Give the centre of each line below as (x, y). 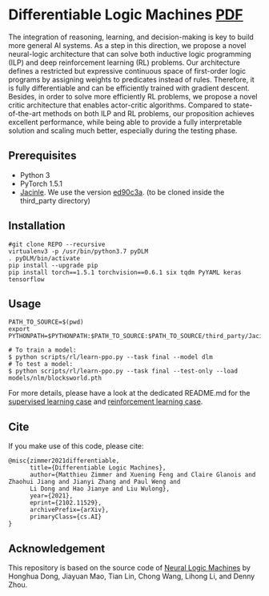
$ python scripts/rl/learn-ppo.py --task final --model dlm (111, 357)
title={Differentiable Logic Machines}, (98, 468)
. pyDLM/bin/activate (44, 258)
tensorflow (26, 279)
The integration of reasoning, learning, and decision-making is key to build (131, 37)
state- (243, 105)
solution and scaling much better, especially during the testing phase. (123, 131)
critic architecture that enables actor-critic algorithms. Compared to (120, 105)
